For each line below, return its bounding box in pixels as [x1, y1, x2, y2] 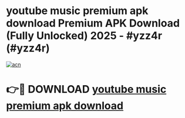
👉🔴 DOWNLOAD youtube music [6, 83, 167, 96]
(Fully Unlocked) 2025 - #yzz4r [6, 29, 163, 42]
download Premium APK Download [6, 16, 180, 30]
